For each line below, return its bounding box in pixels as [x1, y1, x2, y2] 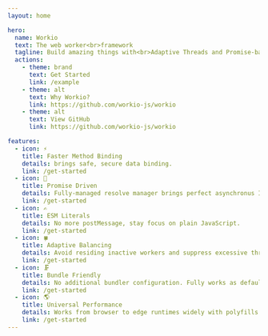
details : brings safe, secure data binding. [22, 159, 173, 168]
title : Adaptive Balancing [22, 242, 112, 250]
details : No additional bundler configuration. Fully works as [22, 278, 238, 286]
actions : [14, 56, 44, 64]
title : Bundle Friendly [22, 271, 102, 279]
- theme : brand [22, 63, 73, 72]
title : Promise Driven [22, 182, 98, 190]
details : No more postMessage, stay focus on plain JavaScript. [22, 219, 241, 227]
